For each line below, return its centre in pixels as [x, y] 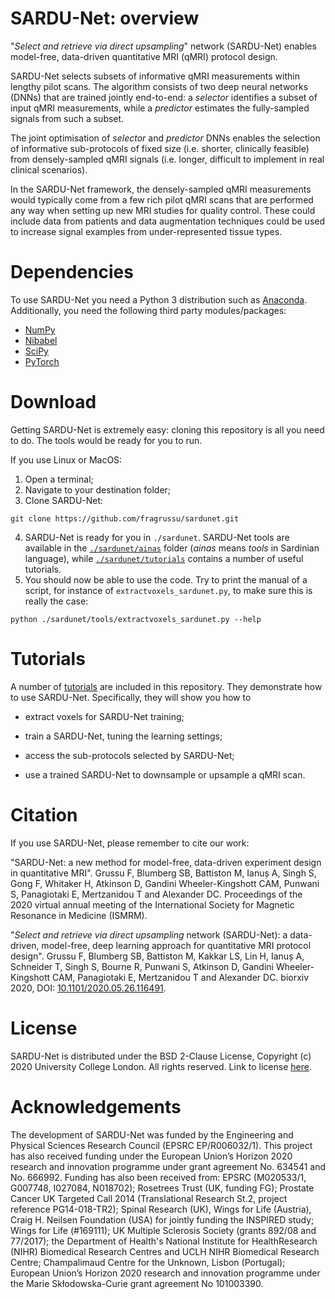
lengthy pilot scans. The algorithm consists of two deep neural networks [159, 86]
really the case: [56, 601]
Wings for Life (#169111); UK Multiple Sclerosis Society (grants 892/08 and [163, 1230]
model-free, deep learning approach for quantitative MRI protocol [176, 945]
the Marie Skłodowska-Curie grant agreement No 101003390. [137, 1283]
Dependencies [72, 272]
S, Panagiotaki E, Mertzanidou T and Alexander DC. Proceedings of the [156, 894]
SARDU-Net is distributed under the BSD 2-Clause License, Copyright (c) [161, 1056]
